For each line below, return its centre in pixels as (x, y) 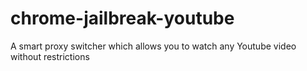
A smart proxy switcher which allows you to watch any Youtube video (153, 46)
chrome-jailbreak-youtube (122, 18)
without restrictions (50, 56)
